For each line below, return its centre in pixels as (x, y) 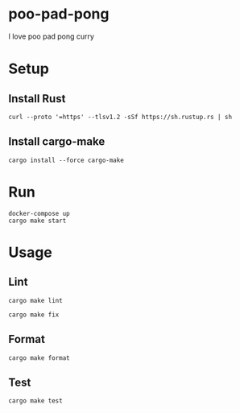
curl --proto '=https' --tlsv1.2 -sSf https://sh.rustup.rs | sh (120, 117)
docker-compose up (39, 213)
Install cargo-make (57, 142)
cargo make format (39, 358)
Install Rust (37, 99)
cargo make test (35, 401)
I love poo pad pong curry (52, 36)
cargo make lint (35, 300)
